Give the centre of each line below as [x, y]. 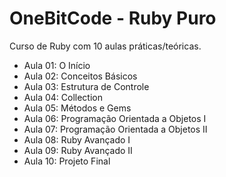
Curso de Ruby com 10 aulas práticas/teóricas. [105, 46]
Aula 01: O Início [57, 65]
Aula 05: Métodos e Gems [77, 108]
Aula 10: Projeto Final [67, 161]
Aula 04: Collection [63, 97]
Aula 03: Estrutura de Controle [86, 86]
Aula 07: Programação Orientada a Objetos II [115, 129]
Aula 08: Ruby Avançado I [77, 139]
